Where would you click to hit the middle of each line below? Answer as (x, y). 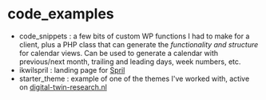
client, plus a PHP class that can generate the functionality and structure (139, 44)
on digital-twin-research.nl (63, 87)
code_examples (61, 14)
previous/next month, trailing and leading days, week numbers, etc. (130, 62)
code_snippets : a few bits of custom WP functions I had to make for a (134, 36)
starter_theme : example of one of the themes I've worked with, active (134, 78)
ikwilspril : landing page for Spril (72, 70)
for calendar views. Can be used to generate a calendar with (119, 53)
